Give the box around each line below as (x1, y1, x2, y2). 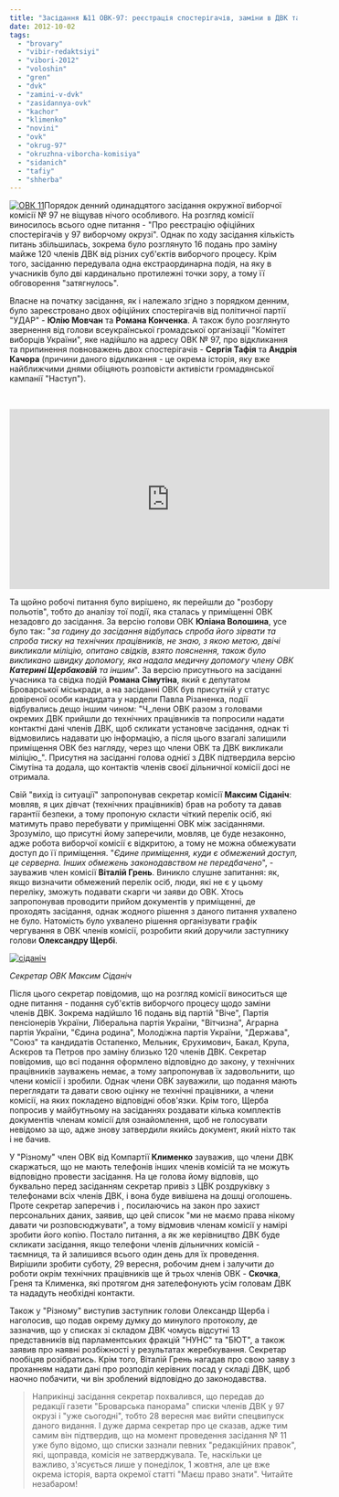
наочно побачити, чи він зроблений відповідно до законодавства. (9, 1374, 267, 1385)
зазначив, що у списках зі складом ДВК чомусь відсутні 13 (9, 1325, 240, 1336)
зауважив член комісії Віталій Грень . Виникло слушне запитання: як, (9, 867, 281, 878)
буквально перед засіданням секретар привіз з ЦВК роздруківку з (9, 1181, 270, 1192)
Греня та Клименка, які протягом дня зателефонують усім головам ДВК (9, 1278, 291, 1289)
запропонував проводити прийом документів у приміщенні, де (9, 896, 256, 907)
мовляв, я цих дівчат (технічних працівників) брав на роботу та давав (9, 799, 282, 810)
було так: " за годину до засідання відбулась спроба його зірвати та (9, 626, 276, 636)
